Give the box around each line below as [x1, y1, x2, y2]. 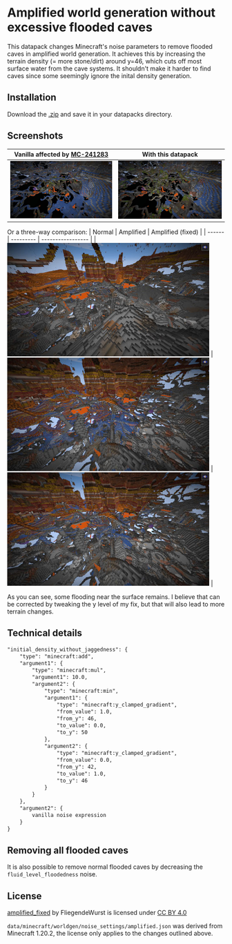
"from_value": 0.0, [56, 757, 113, 764]
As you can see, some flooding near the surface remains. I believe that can [7, 592, 220, 601]
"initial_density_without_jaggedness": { [7, 647, 128, 653]
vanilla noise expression [32, 812, 107, 819]
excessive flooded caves [7, 19, 153, 35]
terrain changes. [7, 607, 54, 616]
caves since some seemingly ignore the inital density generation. [7, 71, 192, 80]
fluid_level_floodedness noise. [7, 870, 98, 878]
